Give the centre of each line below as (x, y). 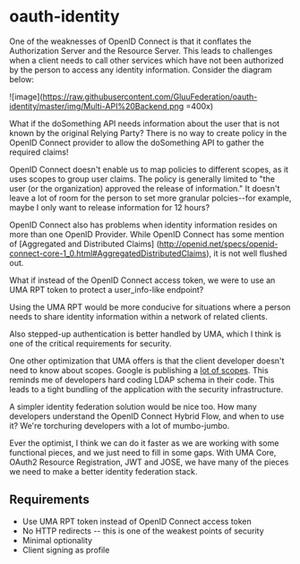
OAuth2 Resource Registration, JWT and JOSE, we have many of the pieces (149, 462)
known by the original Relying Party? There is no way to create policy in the (148, 132)
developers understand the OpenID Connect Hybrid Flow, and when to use (147, 416)
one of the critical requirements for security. (90, 343)
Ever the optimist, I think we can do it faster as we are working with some (144, 443)
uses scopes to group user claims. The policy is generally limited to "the (142, 179)
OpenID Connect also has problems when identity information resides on (143, 225)
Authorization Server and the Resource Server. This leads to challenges (141, 50)
